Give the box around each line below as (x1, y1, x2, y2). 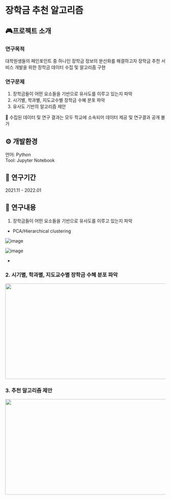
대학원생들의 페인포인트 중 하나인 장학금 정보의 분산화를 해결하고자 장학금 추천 (5, 58, 160, 64)
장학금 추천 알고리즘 (5, 5, 84, 16)
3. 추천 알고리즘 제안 (5, 387, 52, 394)
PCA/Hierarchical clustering (12, 228, 71, 234)
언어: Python (5, 151, 32, 157)
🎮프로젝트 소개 (5, 27, 51, 35)
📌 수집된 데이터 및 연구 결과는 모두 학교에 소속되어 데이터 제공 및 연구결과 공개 (5, 114, 160, 120)
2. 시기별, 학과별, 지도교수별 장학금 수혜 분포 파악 (5, 271, 118, 278)
